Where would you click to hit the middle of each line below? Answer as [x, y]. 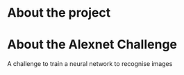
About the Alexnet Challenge [92, 45]
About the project [59, 13]
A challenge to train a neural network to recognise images [90, 64]
